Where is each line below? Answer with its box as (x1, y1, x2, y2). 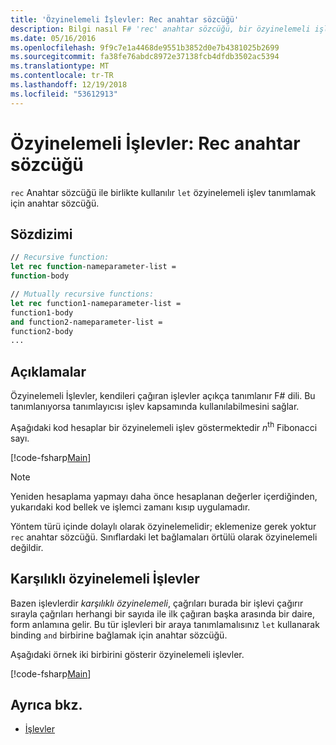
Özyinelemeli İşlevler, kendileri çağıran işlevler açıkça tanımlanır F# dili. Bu (10, 390, 316, 402)
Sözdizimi (10, 226, 73, 243)
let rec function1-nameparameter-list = (10, 298, 182, 308)
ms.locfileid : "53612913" (10, 89, 118, 99)
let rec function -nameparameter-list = (10, 262, 177, 272)
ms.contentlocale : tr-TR (10, 71, 114, 81)
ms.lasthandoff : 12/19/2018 (10, 80, 128, 90)
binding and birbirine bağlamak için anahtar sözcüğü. (10, 629, 228, 641)
